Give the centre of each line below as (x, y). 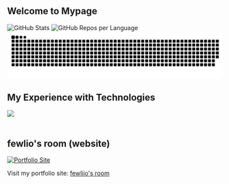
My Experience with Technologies (81, 97)
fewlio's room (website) (59, 143)
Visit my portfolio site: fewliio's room (58, 173)
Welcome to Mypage (52, 11)
